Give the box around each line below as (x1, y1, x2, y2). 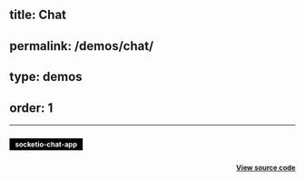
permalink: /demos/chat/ (9, 38, 154, 54)
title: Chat (9, 7, 66, 23)
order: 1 (9, 100, 54, 116)
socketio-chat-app (15, 139, 78, 149)
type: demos (9, 69, 84, 85)
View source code (235, 163, 296, 172)
